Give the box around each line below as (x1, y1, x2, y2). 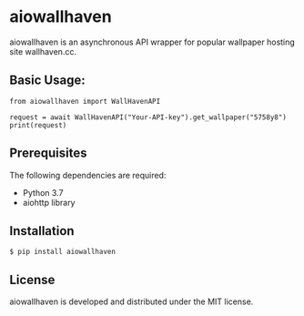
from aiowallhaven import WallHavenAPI (9, 97, 161, 106)
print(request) (9, 120, 67, 129)
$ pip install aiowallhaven (9, 248, 117, 257)
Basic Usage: (9, 73, 86, 88)
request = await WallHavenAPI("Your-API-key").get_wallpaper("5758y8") (9, 112, 287, 122)
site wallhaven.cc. (9, 46, 77, 56)
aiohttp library (22, 197, 76, 208)
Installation (9, 223, 75, 239)
